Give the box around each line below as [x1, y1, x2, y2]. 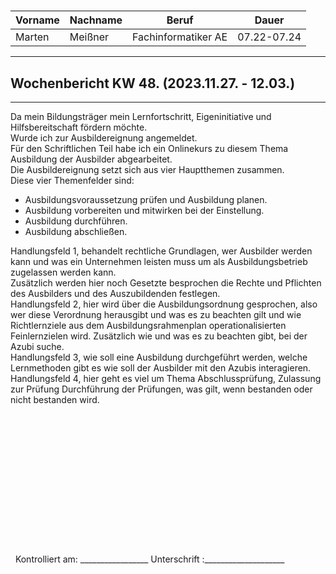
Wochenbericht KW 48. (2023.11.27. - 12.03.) [10, 75, 296, 92]
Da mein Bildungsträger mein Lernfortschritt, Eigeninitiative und [10, 111, 272, 122]
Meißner [69, 30, 110, 44]
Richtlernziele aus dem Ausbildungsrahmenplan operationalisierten [10, 320, 287, 331]
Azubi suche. [10, 341, 65, 352]
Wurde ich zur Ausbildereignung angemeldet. [10, 132, 198, 144]
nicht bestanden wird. [10, 394, 100, 405]
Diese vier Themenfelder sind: [10, 175, 135, 186]
